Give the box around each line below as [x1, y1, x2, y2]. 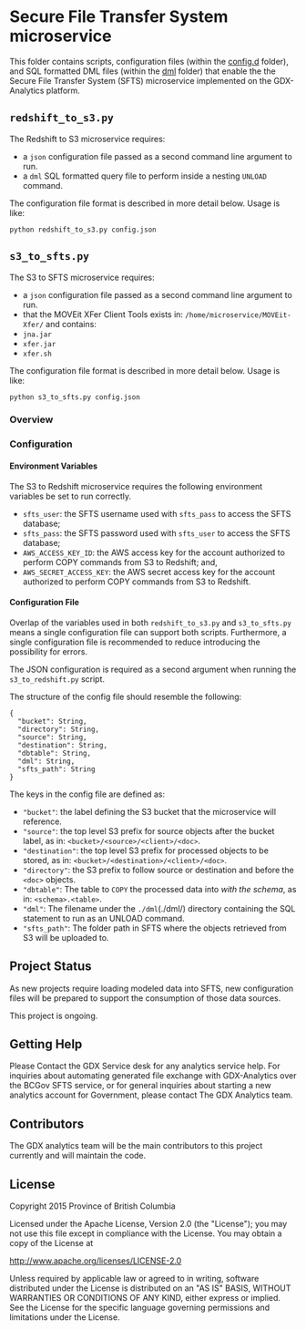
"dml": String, [17, 757, 76, 766]
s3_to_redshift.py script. [9, 673, 106, 685]
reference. [22, 816, 62, 827]
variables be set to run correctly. [9, 490, 132, 501]
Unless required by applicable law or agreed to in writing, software [9, 1273, 260, 1284]
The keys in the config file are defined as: [9, 789, 166, 799]
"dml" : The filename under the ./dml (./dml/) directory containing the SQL [22, 902, 296, 913]
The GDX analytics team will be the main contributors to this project [9, 1140, 263, 1151]
